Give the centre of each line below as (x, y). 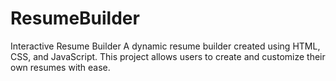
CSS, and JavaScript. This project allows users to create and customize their (168, 56)
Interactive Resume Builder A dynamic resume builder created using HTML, (165, 46)
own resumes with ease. (60, 67)
